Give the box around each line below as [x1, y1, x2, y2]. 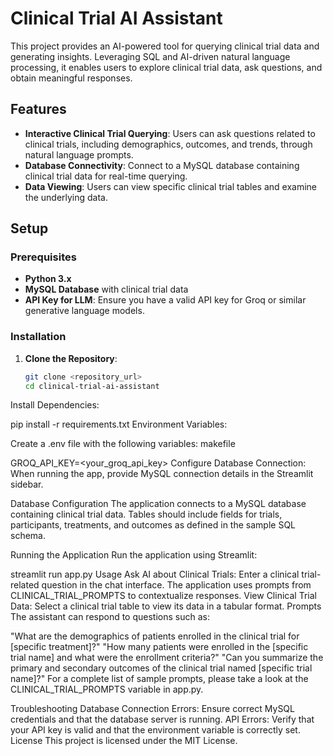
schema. [10, 530, 46, 542]
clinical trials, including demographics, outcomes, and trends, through [24, 138, 313, 150]
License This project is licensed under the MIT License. [10, 735, 238, 747]
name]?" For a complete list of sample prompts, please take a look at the [10, 673, 309, 685]
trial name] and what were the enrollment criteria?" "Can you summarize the [10, 652, 324, 664]
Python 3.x [24, 273, 72, 285]
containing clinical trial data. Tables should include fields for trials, [10, 508, 283, 521]
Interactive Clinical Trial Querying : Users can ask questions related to [24, 127, 316, 139]
